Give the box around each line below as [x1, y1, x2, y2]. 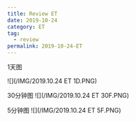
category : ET [7, 23, 45, 30]
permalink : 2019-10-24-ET [7, 43, 82, 50]
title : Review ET [7, 10, 58, 17]
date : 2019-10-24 [7, 17, 58, 24]
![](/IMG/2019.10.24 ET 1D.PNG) [7, 77, 98, 85]
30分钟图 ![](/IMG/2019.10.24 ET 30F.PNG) [7, 92, 130, 99]
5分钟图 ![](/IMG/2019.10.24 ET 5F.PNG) [7, 106, 121, 114]
